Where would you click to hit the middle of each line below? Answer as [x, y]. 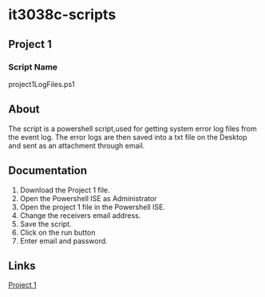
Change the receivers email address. [80, 215]
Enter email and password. [63, 240]
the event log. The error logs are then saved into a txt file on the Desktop [128, 137]
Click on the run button [57, 232]
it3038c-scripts [62, 15]
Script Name [33, 67]
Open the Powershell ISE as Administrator [88, 198]
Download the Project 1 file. [65, 190]
